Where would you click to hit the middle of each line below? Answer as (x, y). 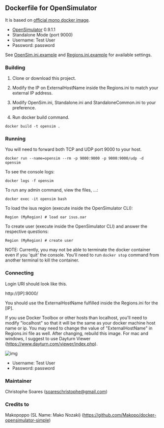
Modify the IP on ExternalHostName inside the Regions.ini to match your (85, 88)
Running (15, 139)
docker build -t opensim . (33, 127)
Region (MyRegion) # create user (39, 241)
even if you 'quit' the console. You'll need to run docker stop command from (82, 255)
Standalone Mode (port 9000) (42, 34)
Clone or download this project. (44, 78)
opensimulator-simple (27, 420)
